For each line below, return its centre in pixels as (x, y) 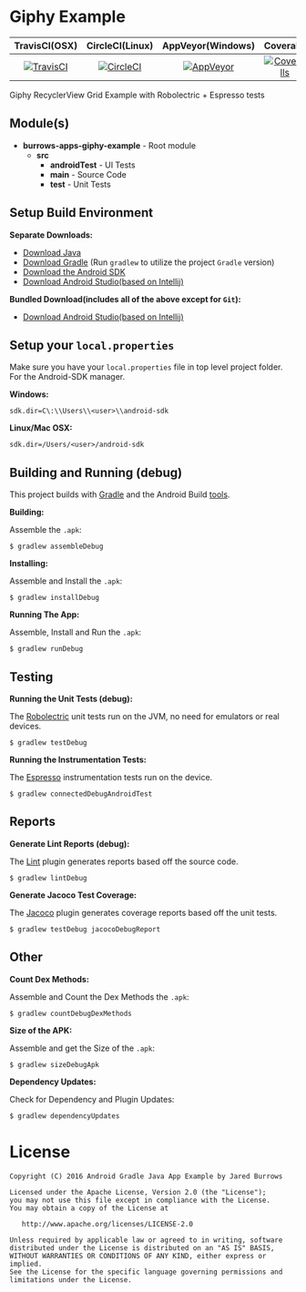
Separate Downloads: (51, 235)
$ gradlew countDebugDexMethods (71, 1013)
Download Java (52, 252)
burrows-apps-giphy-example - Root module (109, 145)
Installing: (29, 564)
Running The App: (45, 615)
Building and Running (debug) (96, 472)
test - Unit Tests (80, 184)
